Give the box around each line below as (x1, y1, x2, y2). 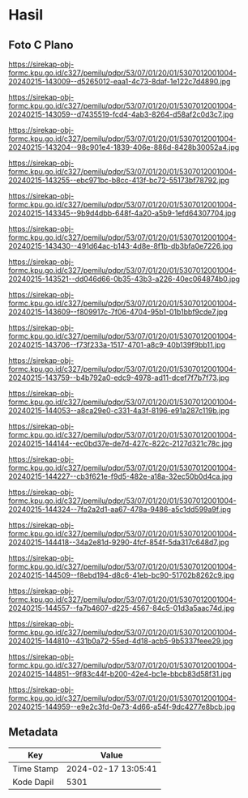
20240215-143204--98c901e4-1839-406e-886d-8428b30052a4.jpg (8, 143, 240, 151)
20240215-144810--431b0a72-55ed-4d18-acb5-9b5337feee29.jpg (8, 636, 233, 646)
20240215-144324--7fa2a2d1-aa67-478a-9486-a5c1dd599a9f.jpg (8, 505, 232, 514)
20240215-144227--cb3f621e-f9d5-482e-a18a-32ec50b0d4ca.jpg (8, 472, 233, 481)
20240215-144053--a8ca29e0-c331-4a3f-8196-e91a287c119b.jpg (8, 406, 230, 415)
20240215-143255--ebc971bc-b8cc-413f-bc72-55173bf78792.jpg (8, 176, 229, 185)
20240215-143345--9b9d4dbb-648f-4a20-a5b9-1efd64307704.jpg (8, 208, 237, 218)
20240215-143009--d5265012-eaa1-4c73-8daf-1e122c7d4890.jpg (8, 77, 231, 86)
